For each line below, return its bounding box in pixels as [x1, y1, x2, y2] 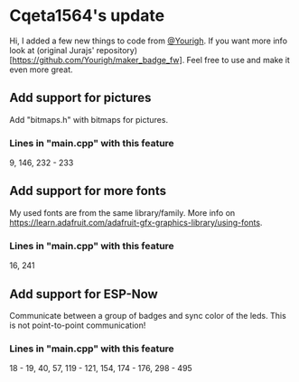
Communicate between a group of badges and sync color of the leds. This [9, 310, 286, 321]
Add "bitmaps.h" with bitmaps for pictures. [9, 114, 169, 125]
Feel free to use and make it [186, 54, 291, 65]
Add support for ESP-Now [9, 286, 158, 302]
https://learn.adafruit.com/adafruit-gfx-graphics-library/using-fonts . [9, 217, 263, 228]
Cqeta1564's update [9, 5, 165, 26]
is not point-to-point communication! [9, 320, 146, 331]
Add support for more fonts [9, 183, 167, 199]
